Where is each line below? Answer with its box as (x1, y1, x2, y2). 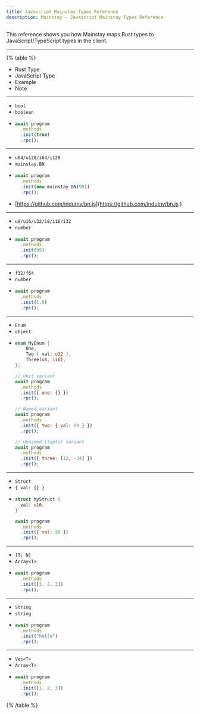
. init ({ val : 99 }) (20, 529, 69, 535)
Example (14, 78, 37, 85)
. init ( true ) (20, 132, 50, 138)
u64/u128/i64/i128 (14, 155, 61, 161)
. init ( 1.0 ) (20, 299, 48, 305)
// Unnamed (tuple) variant (14, 439, 85, 445)
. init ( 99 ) (20, 247, 45, 253)
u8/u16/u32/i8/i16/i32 (14, 218, 71, 224)
